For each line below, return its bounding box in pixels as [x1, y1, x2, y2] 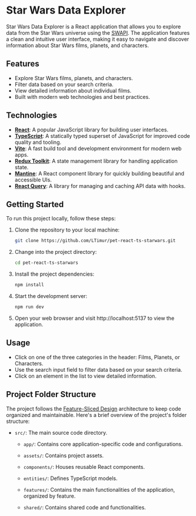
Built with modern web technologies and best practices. [14, 93, 150, 100]
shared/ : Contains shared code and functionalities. [23, 504, 146, 511]
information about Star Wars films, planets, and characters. [6, 42, 149, 49]
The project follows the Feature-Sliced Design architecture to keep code [6, 405, 181, 412]
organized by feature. [23, 492, 76, 500]
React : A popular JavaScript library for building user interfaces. [14, 126, 169, 133]
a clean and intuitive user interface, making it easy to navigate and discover [6, 35, 190, 42]
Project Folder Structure [6, 389, 97, 399]
